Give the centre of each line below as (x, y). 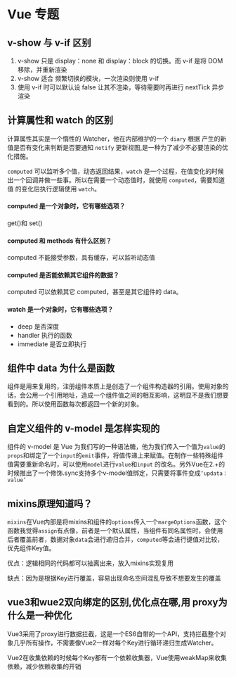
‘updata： (214, 474)
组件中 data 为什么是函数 (61, 368)
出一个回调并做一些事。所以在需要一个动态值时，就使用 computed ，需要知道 (116, 179)
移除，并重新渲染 (42, 70)
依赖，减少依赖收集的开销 (44, 666)
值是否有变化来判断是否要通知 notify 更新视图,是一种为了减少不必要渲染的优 (118, 147)
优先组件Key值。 (31, 548)
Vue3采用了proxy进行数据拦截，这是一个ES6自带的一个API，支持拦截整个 (114, 633)
